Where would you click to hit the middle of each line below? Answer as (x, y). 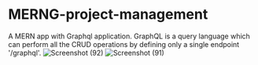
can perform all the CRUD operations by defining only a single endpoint (124, 44)
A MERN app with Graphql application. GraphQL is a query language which (129, 36)
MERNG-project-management (108, 14)
